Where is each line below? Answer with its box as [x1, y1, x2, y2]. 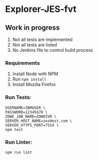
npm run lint [5, 150, 32, 155]
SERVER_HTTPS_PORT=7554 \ [5, 123, 59, 128]
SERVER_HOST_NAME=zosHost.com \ [5, 118, 72, 123]
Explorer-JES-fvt [5, 3, 77, 15]
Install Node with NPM [12, 71, 58, 77]
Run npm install [12, 76, 47, 82]
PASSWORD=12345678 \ [5, 110, 48, 115]
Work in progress [5, 23, 60, 32]
